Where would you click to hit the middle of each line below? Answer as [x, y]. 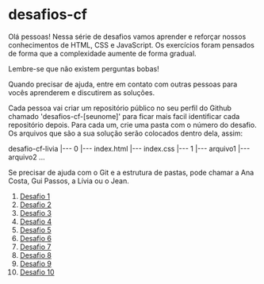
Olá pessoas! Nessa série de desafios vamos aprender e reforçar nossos [127, 36]
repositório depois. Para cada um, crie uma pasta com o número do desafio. [132, 125]
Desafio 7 [35, 247]
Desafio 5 [35, 230]
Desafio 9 [35, 263]
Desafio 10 [37, 272]
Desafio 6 [35, 238]
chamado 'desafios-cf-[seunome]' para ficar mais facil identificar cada [124, 116]
